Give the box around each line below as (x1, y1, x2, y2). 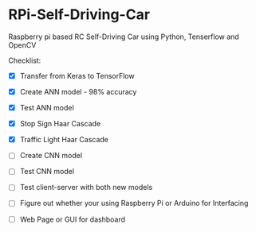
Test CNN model (19, 167, 74, 176)
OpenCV (8, 40, 37, 49)
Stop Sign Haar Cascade (19, 119, 101, 129)
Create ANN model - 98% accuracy (19, 87, 137, 96)
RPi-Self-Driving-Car (8, 6, 150, 24)
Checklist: (8, 56, 41, 65)
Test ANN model (19, 103, 74, 113)
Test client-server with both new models (19, 183, 153, 192)
